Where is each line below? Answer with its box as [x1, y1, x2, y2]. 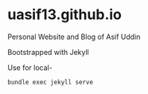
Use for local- [7, 62, 53, 72]
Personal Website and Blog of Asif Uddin [7, 32, 141, 41]
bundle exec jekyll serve [7, 78, 93, 86]
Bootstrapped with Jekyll [7, 47, 89, 57]
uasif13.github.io [7, 6, 123, 24]
